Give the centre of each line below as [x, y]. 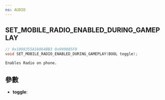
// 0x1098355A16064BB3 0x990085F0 [41, 49]
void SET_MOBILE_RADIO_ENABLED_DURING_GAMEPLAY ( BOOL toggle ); [71, 54]
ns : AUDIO [16, 10]
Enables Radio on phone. [31, 63]
